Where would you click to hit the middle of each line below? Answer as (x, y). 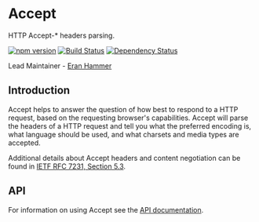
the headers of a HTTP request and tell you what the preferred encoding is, (130, 126)
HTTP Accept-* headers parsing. (62, 35)
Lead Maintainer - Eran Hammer (60, 66)
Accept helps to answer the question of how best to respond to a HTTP (123, 109)
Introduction (39, 91)
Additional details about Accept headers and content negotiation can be (124, 158)
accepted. (24, 143)
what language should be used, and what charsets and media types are (124, 134)
